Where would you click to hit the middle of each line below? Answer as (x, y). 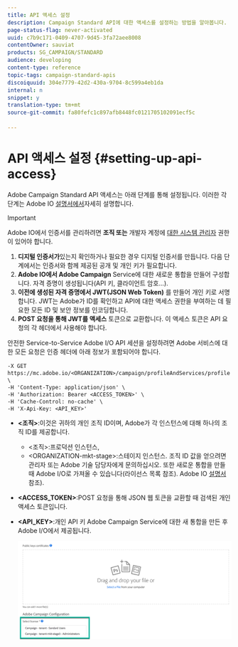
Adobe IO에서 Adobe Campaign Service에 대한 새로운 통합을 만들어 (114, 274)
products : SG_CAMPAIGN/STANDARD (55, 53)
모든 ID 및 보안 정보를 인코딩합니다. (80, 310)
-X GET (17, 366)
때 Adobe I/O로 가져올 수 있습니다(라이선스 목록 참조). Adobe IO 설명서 (127, 473)
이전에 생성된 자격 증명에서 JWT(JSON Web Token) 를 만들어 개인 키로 (117, 292)
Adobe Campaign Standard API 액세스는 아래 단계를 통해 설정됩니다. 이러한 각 (117, 194)
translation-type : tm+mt (44, 105)
